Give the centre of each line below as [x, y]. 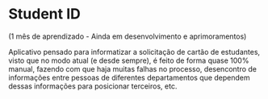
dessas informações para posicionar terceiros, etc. [93, 86]
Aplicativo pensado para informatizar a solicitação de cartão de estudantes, [134, 52]
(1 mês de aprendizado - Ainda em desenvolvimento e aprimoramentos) [128, 36]
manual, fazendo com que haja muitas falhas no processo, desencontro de [132, 68]
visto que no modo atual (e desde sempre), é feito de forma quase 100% [129, 60]
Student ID [44, 14]
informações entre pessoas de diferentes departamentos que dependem [129, 77]
